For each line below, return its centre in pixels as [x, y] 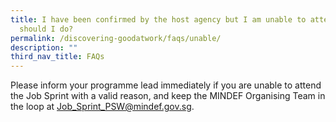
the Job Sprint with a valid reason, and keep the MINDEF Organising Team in [168, 96]
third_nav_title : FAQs [57, 57]
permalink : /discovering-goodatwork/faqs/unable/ [116, 38]
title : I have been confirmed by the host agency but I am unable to [158, 19]
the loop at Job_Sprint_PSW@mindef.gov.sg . [102, 107]
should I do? [46, 29]
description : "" [44, 47]
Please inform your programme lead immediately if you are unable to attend [166, 85]
